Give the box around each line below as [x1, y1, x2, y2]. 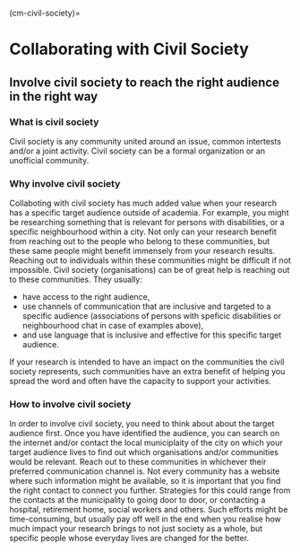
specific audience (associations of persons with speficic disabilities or [21, 311, 282, 321]
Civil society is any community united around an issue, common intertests [9, 136, 282, 146]
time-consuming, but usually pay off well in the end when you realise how [9, 513, 282, 524]
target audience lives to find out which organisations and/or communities [9, 447, 279, 458]
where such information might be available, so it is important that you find [9, 476, 281, 486]
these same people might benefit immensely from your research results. [9, 246, 276, 257]
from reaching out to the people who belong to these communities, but [9, 236, 270, 247]
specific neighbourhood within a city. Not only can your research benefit [9, 226, 277, 237]
